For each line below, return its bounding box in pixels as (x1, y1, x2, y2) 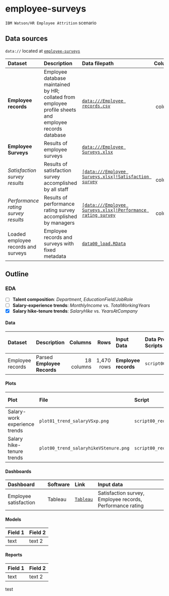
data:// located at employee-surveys (5, 47, 80, 54)
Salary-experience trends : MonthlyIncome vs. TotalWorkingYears (12, 302, 150, 308)
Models (5, 516, 22, 522)
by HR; (43, 87, 59, 94)
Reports (5, 552, 23, 558)
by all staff (43, 185, 69, 192)
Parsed (36, 354, 53, 361)
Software (47, 481, 70, 488)
